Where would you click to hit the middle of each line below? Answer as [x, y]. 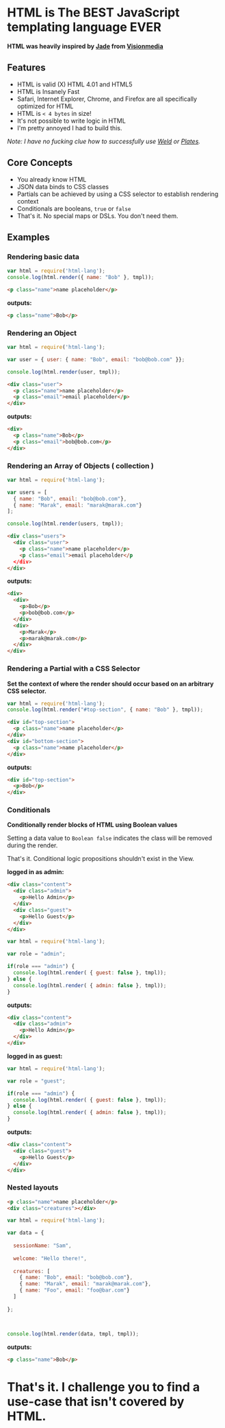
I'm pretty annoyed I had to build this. [69, 128]
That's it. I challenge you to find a [104, 1387]
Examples [28, 237]
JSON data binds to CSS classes [63, 186]
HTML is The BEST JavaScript [93, 13]
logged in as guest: [35, 1056]
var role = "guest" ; [37, 1081]
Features [26, 68]
